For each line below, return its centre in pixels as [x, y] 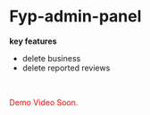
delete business [51, 58]
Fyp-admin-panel [75, 16]
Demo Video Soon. [44, 102]
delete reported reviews [66, 68]
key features [33, 41]
